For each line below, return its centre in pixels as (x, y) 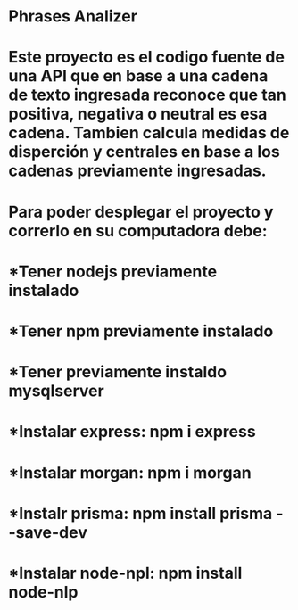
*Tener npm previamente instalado (141, 331)
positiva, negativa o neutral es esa (138, 114)
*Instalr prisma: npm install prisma (141, 513)
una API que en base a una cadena (138, 76)
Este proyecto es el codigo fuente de (146, 58)
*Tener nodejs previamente (113, 272)
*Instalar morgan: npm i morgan (130, 472)
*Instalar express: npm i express (132, 432)
